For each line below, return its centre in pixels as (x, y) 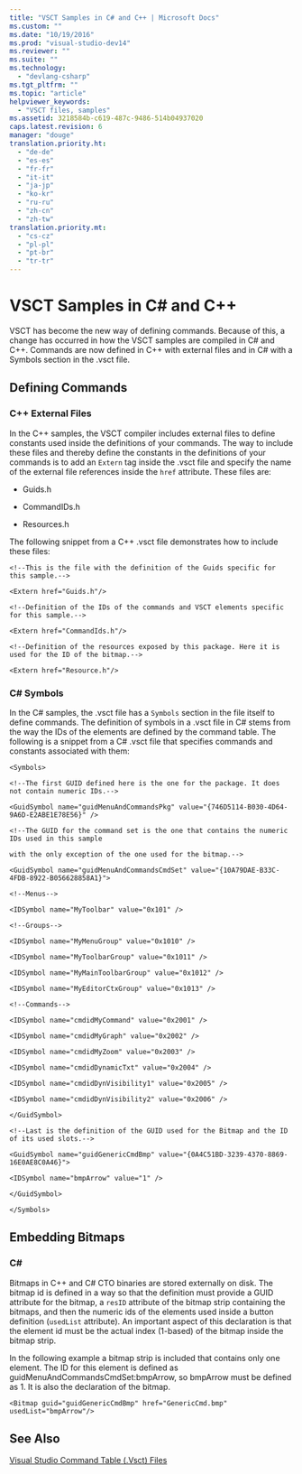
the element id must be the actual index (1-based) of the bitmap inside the (146, 1330)
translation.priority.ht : (58, 144)
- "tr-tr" (36, 261)
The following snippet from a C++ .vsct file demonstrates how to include (144, 542)
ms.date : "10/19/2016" (52, 34)
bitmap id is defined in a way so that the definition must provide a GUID (142, 1293)
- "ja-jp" (36, 186)
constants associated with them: (69, 751)
